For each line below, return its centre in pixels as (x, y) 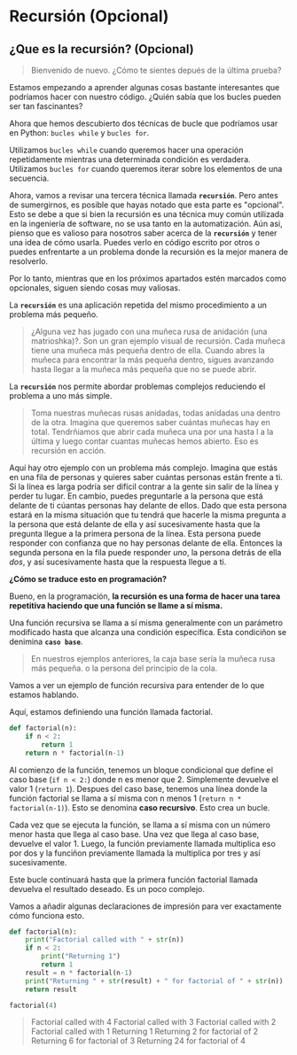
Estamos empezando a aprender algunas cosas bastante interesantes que (145, 87)
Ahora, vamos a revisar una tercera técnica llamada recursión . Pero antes (144, 195)
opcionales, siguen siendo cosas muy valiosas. (95, 288)
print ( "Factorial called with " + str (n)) (105, 940)
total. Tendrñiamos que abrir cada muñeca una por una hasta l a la (152, 432)
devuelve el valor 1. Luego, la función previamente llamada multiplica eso (143, 843)
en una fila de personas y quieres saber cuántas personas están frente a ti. (146, 477)
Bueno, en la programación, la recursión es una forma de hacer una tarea (145, 596)
